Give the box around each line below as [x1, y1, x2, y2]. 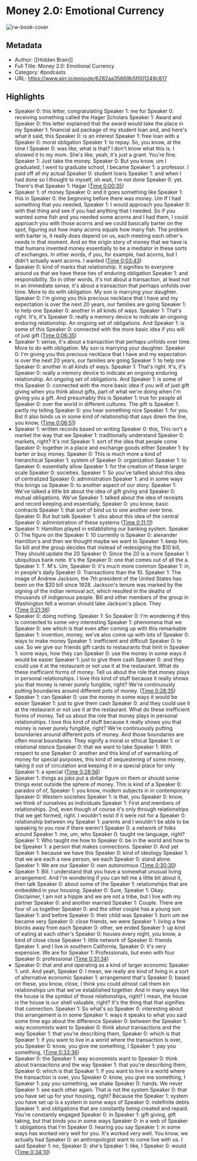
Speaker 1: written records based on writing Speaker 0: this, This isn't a [14, 425, 187, 432]
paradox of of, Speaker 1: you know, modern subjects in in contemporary [14, 787, 191, 794]
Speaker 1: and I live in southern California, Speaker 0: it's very [14, 943, 166, 950]
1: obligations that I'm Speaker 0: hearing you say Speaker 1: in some [14, 1123, 181, 1130]
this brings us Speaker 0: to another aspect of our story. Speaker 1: [14, 481, 177, 488]
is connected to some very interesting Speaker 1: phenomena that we [14, 618, 182, 625]
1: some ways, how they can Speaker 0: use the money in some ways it [14, 649, 186, 656]
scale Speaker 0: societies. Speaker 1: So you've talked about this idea [14, 469, 185, 476]
